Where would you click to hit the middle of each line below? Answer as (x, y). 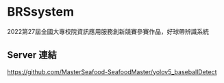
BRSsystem (40, 12)
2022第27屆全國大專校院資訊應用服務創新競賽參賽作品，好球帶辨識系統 (108, 31)
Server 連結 (32, 55)
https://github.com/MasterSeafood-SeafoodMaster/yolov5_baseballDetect (112, 71)
